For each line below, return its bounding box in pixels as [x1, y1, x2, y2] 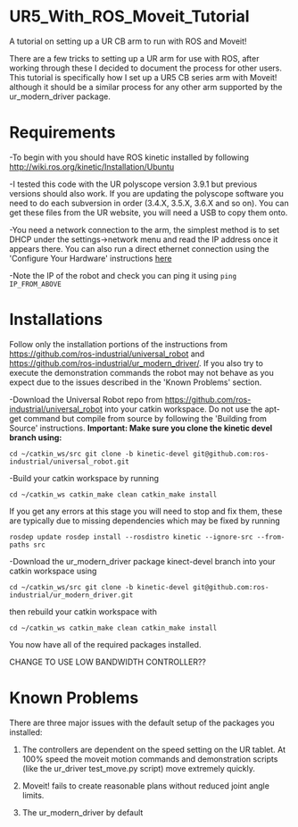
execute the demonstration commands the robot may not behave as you [9, 367, 275, 378]
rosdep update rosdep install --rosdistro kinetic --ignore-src [9, 532, 253, 541]
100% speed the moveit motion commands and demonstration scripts [21, 753, 278, 764]
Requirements [9, 122, 116, 143]
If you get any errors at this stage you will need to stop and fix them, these [9, 505, 283, 516]
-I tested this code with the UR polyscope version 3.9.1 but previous [9, 179, 258, 189]
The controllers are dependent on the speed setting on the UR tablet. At [21, 744, 286, 755]
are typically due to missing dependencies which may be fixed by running [9, 515, 281, 526]
